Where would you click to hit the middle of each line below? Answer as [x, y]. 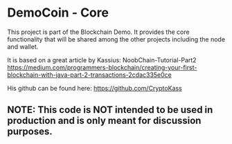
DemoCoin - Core [58, 13]
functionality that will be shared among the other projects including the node [116, 39]
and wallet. [23, 46]
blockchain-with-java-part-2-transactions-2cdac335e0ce [89, 75]
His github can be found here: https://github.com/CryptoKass [95, 88]
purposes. [30, 132]
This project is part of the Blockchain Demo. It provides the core [98, 32]
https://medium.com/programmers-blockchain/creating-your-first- [102, 67]
